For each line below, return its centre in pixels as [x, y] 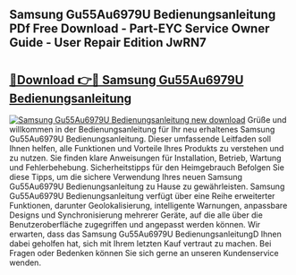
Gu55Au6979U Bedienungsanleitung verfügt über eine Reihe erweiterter [142, 196]
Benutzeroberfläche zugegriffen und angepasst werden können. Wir [135, 224]
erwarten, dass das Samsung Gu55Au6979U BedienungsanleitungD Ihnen [145, 234]
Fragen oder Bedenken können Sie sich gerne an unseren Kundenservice [144, 253]
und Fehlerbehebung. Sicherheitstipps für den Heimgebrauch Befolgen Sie [147, 168]
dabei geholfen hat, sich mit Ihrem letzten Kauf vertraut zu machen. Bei [140, 244]
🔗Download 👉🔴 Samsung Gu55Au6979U [127, 80]
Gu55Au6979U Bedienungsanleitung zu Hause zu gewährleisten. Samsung [147, 186]
